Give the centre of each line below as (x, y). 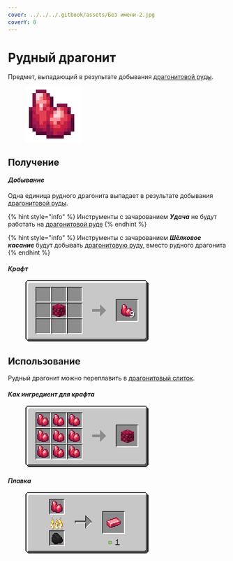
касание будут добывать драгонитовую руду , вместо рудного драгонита (117, 246)
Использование (44, 361)
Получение (34, 162)
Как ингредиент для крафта (51, 394)
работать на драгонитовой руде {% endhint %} (77, 225)
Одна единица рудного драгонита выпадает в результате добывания (111, 196)
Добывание (26, 180)
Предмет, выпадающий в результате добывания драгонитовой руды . (111, 77)
